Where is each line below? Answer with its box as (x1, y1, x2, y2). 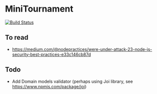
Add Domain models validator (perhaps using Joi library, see (12, 78, 133, 84)
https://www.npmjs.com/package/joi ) (12, 83, 87, 89)
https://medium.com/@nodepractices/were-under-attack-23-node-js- (12, 46, 153, 52)
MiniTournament (5, 3, 74, 15)
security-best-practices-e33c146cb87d (12, 51, 91, 57)
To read (5, 33, 29, 42)
